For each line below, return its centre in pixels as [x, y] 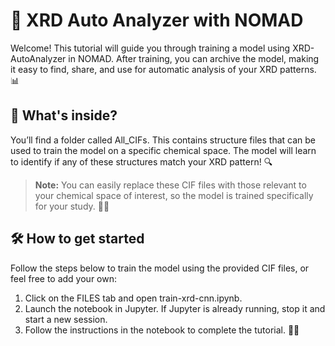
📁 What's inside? [64, 115]
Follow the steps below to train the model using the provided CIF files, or [160, 268]
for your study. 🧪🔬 [72, 206]
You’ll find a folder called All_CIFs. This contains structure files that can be [163, 140]
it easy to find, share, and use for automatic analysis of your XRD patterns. [163, 69]
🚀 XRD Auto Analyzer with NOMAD [157, 20]
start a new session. [66, 319]
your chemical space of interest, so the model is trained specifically [174, 195]
